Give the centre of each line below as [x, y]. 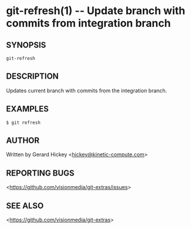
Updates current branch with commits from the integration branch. [87, 90]
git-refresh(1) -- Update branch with [96, 11]
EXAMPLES [27, 109]
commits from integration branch [88, 23]
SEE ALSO [25, 206]
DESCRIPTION [32, 77]
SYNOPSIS [26, 45]
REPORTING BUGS [40, 173]
